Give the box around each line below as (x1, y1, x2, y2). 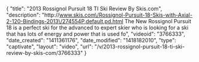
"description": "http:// (6, 11, 60, 18)
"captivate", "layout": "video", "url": (6, 43, 94, 50)
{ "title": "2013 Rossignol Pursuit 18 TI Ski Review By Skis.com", (6, 5, 162, 12)
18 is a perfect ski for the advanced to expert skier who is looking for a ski (6, 24, 189, 31)
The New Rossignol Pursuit (125, 18, 192, 24)
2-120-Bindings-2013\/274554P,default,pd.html (6, 18, 124, 24)
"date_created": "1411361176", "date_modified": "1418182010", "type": (6, 37, 177, 44)
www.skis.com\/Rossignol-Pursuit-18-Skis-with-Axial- (59, 11, 193, 18)
